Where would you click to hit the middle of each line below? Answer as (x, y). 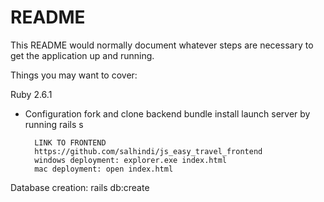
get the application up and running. (82, 55)
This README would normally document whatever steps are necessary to (162, 45)
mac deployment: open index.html (104, 169)
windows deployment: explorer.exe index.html (130, 160)
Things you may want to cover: (74, 75)
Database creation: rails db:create (80, 187)
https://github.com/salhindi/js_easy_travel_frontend (148, 151)
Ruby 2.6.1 (31, 94)
